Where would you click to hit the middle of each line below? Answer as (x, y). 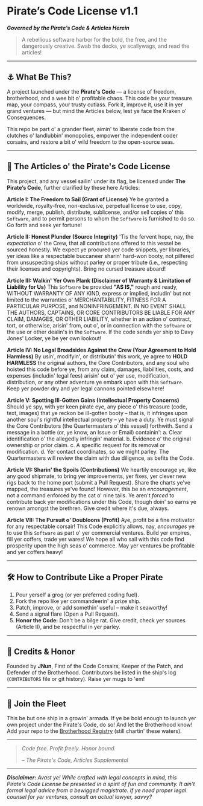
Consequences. (27, 117)
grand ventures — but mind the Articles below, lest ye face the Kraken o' (97, 111)
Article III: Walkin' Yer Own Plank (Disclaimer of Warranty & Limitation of (99, 280)
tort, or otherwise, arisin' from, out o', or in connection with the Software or (99, 325)
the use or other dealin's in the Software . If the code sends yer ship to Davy (100, 332)
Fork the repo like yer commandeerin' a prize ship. (78, 601)
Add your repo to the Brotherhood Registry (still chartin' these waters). (95, 731)
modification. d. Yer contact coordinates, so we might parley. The (88, 451)
